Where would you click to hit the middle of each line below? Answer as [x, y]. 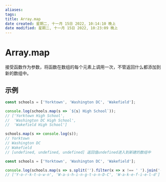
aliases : [14, 10]
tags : [11, 14]
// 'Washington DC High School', [41, 120]
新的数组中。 [18, 73]
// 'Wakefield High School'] [36, 125]
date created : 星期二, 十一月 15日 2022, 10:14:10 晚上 [61, 24]
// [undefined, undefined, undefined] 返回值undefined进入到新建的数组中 [78, 152]
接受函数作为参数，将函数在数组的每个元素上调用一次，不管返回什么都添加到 [83, 67]
